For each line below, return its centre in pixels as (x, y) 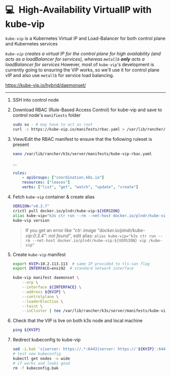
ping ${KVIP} (26, 330)
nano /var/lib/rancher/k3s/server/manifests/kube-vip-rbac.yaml (82, 154)
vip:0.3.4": (36, 236)
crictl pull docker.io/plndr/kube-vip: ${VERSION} (66, 211)
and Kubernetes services (32, 43)
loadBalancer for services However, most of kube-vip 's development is (80, 64)
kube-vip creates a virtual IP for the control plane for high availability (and (83, 54)
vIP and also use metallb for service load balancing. (60, 75)
